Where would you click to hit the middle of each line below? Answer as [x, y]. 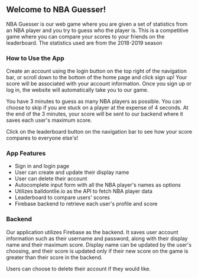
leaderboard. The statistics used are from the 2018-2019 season [84, 43]
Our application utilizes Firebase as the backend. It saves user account [92, 232]
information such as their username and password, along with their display [97, 238]
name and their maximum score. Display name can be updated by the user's [99, 244]
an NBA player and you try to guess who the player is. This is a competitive [98, 30]
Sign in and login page [42, 166]
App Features [26, 153]
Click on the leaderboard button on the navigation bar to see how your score [99, 132]
